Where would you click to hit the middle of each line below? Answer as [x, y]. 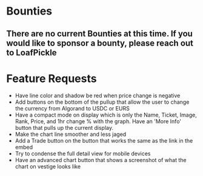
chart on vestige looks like [48, 166]
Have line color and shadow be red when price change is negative [98, 95]
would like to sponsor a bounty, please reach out [100, 43]
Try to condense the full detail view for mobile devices [83, 154]
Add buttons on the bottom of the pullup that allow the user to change [102, 102]
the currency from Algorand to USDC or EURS [72, 108]
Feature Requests [52, 79]
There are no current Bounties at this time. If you [99, 34]
